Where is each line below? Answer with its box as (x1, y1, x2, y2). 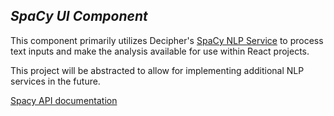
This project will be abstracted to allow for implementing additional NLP (10, 64, 305, 76)
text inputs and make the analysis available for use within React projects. (10, 45, 310, 57)
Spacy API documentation (10, 94, 118, 106)
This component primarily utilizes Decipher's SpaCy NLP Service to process (10, 34, 324, 46)
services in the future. (10, 75, 101, 87)
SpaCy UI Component (10, 8, 148, 25)
